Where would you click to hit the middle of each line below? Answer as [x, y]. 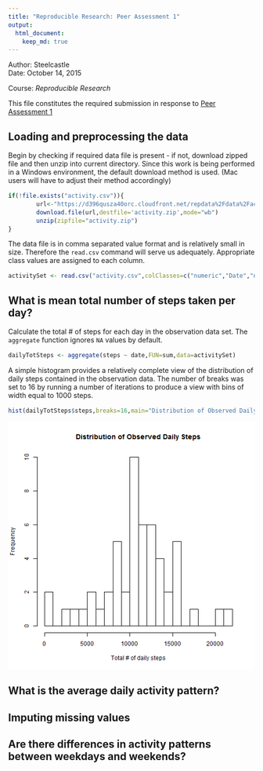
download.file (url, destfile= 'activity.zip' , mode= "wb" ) [128, 212]
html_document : [40, 33]
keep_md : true [45, 42]
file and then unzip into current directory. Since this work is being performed [131, 164]
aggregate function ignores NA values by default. [85, 340]
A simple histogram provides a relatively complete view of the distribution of [131, 370]
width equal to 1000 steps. [51, 395]
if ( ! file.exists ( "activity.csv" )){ [66, 196]
